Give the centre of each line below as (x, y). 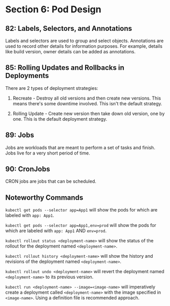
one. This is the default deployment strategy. (60, 119)
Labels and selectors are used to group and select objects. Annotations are (84, 41)
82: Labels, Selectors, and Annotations (69, 28)
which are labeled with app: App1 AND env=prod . (56, 231)
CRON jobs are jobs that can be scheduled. (51, 181)
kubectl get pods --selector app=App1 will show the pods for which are (81, 210)
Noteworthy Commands (44, 197)
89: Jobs (20, 135)
